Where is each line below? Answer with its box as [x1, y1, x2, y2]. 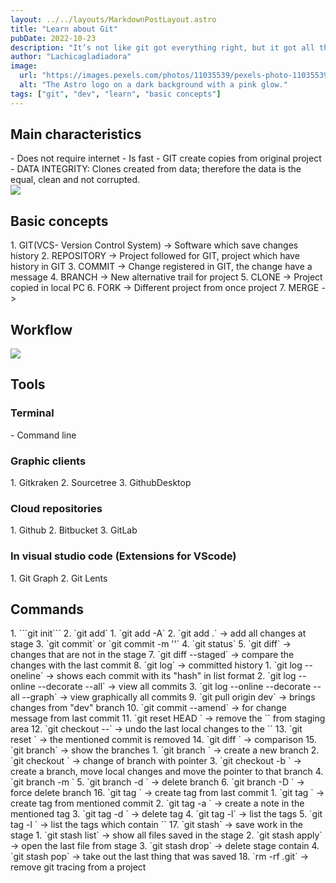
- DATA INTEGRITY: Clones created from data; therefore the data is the [10, 163, 302, 175]
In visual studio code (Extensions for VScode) [10, 549, 237, 563]
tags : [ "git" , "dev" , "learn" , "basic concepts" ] [10, 89, 222, 99]
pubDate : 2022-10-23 [10, 33, 97, 43]
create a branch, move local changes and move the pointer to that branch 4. [10, 766, 324, 778]
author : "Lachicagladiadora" [10, 52, 132, 62]
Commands [10, 601, 85, 618]
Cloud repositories [10, 501, 103, 515]
